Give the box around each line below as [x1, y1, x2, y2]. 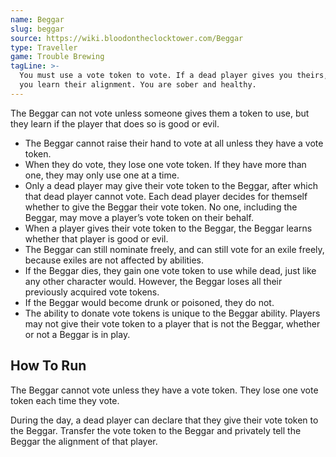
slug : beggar [10, 24, 65, 34]
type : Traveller [10, 42, 78, 53]
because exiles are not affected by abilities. [24, 254, 205, 266]
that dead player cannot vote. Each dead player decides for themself [24, 190, 308, 202]
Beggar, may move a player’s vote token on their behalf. [24, 211, 254, 223]
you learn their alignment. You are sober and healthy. [19, 80, 257, 90]
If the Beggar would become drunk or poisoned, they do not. [24, 296, 275, 308]
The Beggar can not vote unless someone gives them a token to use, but [10, 107, 310, 119]
